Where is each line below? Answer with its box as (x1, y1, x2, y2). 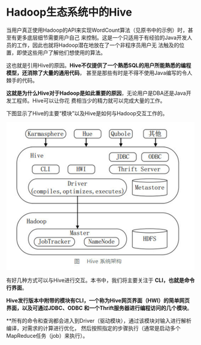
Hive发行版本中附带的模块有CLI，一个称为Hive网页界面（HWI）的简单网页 (6, 296, 190, 304)
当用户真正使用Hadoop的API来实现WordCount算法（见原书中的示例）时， (6, 26, 188, 34)
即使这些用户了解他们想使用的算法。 (16, 49, 106, 56)
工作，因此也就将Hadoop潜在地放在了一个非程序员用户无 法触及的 (16, 41, 179, 49)
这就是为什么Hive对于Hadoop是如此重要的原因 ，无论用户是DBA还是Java (6, 89, 187, 97)
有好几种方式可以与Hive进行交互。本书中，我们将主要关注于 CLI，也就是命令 (6, 277, 195, 284)
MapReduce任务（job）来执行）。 (6, 332, 89, 339)
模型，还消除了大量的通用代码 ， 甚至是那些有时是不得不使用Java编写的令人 (6, 69, 193, 76)
